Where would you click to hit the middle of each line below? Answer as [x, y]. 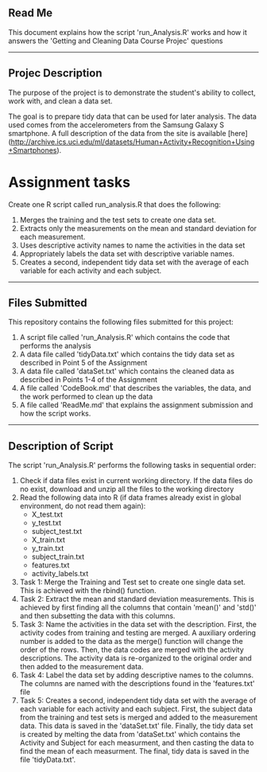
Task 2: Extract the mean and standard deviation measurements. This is [137, 599]
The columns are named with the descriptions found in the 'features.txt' [137, 684]
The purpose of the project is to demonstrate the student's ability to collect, [132, 92]
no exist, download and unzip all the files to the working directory [127, 489]
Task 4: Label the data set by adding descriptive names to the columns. [137, 675]
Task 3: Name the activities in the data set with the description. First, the [138, 625]
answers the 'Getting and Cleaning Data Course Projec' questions [116, 41]
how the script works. [55, 414]
